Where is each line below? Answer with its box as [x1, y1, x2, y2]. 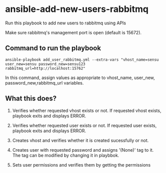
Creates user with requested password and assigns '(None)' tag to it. [12, 147, 154, 153]
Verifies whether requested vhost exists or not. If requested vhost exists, [12, 107, 162, 113]
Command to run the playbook [5, 44, 101, 53]
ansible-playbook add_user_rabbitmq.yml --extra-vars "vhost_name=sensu [5, 57, 159, 62]
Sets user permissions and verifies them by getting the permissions [12, 162, 151, 168]
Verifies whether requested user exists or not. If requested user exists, [12, 122, 157, 128]
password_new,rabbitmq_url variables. [5, 80, 84, 86]
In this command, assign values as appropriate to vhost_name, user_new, [5, 75, 155, 81]
